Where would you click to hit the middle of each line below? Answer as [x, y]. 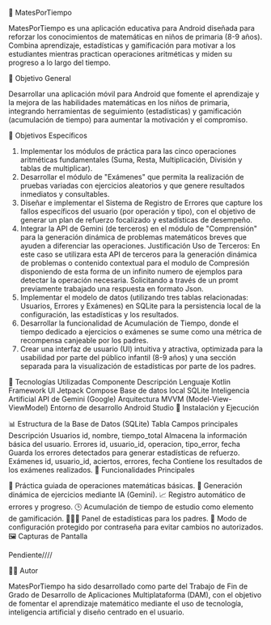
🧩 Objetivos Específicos [48, 135]
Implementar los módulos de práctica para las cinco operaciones [128, 151]
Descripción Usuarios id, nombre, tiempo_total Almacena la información [128, 436]
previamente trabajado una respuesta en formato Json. [112, 289]
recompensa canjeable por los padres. [84, 340]
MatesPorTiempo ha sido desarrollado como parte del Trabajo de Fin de [128, 586]
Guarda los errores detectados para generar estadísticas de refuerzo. [124, 453]
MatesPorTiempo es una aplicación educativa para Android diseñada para [131, 28]
